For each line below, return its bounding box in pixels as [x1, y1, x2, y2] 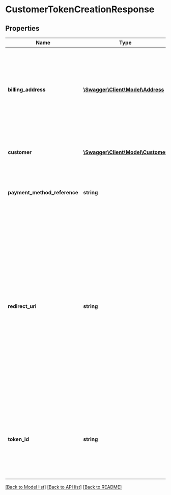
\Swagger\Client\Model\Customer [83, 149, 168, 155]
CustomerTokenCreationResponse [5, 4, 155, 15]
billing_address [8, 86, 46, 93]
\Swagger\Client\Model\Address [83, 86, 164, 93]
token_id [8, 436, 30, 443]
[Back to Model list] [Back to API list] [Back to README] [5, 484, 122, 490]
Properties [5, 24, 40, 33]
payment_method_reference [8, 189, 79, 196]
